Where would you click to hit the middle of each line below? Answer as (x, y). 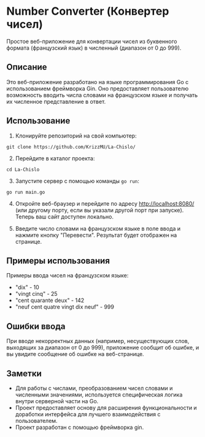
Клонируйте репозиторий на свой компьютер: (76, 136)
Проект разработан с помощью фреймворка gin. (79, 427)
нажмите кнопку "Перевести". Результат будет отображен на (96, 235)
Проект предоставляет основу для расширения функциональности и (106, 408)
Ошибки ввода (36, 326)
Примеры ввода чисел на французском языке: (68, 276)
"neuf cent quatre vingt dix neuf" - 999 (65, 307)
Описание (27, 67)
